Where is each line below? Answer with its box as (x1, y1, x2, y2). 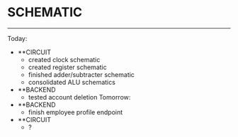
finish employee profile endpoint (28, 107, 123, 117)
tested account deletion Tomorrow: (28, 93, 131, 101)
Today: (7, 34, 28, 42)
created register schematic (28, 63, 108, 71)
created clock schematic (28, 55, 101, 64)
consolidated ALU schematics (28, 78, 115, 86)
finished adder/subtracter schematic (28, 70, 135, 78)
